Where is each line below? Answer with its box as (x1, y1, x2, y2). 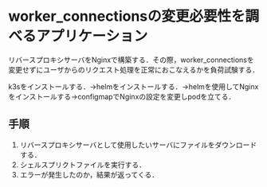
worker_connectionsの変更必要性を (8, 7, 245, 25)
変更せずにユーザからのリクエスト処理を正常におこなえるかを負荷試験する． (8, 64, 260, 74)
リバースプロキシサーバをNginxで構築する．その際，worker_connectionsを (8, 55, 254, 64)
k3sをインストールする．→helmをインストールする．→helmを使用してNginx (8, 81, 259, 92)
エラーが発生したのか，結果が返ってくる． (19, 169, 159, 179)
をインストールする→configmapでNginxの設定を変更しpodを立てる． (8, 92, 236, 101)
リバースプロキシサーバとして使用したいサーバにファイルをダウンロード (19, 140, 257, 150)
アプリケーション (36, 27, 148, 45)
